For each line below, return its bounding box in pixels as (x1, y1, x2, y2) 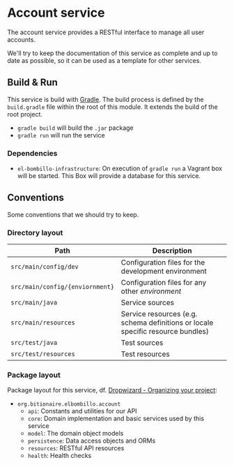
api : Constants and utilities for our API (27, 407, 137, 415)
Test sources (120, 338, 164, 348)
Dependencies (7, 148, 58, 158)
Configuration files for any (120, 278, 207, 288)
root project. (7, 110, 43, 118)
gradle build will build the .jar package (17, 124, 134, 132)
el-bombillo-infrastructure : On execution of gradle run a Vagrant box (17, 164, 223, 172)
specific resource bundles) (120, 327, 209, 337)
